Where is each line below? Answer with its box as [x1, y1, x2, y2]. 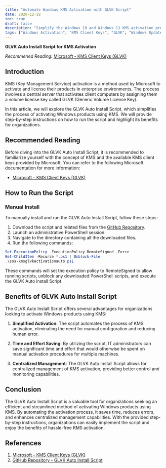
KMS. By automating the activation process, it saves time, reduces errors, [5, 409, 155, 415]
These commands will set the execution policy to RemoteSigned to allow [5, 268, 152, 273]
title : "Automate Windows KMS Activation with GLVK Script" [5, 7, 132, 12]
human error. [12, 331, 39, 337]
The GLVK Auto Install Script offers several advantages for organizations [5, 306, 153, 312]
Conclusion [5, 386, 41, 394]
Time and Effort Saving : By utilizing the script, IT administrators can [12, 340, 152, 346]
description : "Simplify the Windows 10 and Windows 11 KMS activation [5, 26, 154, 31]
